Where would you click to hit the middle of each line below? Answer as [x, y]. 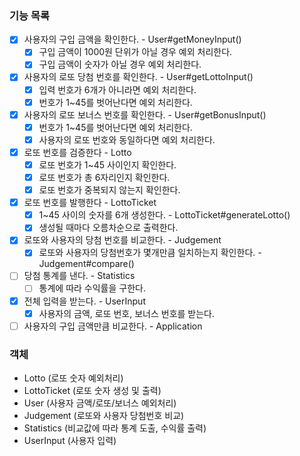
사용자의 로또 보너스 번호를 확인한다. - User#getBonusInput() [145, 114]
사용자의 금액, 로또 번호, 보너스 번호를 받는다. [127, 313]
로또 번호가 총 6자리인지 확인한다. [104, 177]
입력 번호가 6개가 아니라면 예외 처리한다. [117, 89]
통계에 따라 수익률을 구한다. [92, 288]
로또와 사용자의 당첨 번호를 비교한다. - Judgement [122, 240]
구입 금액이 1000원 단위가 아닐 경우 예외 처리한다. [135, 52]
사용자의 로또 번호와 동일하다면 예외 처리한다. [127, 139]
